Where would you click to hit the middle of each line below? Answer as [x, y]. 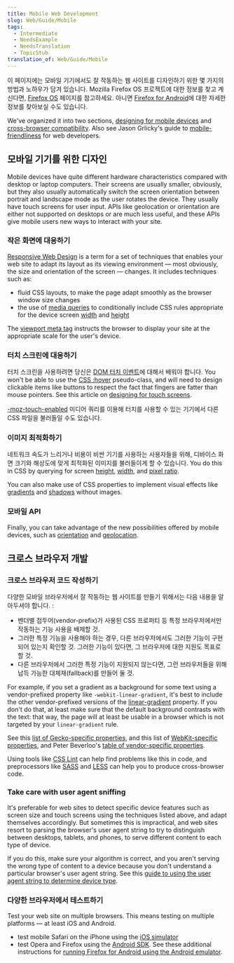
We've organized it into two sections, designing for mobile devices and [109, 121]
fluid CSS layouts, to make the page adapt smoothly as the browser [115, 292]
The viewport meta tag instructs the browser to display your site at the [109, 328]
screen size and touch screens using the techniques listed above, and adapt [117, 815]
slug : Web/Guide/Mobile [42, 20]
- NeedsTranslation [42, 46]
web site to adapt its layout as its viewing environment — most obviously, [113, 264]
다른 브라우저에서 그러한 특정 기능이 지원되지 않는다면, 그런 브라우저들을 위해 [122, 664]
